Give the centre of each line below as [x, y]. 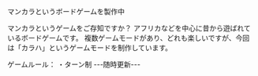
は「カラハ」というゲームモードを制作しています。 [90, 48]
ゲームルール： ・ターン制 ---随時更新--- [74, 64]
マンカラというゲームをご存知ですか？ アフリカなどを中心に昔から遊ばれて [129, 28]
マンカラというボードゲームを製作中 [66, 11]
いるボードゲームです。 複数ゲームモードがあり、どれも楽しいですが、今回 [129, 38]
